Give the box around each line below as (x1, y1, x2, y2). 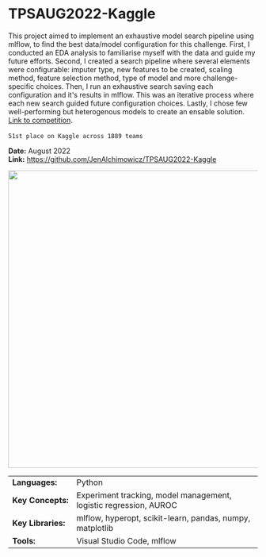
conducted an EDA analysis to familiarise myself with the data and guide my (8, 48, 256, 57)
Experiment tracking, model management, (76, 490, 232, 501)
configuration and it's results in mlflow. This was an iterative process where (8, 90, 255, 99)
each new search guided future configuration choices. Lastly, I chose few (8, 98, 248, 108)
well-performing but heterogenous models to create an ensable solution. (8, 106, 245, 116)
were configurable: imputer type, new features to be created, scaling (8, 64, 233, 74)
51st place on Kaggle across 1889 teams (8, 132, 144, 140)
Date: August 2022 (8, 146, 71, 156)
